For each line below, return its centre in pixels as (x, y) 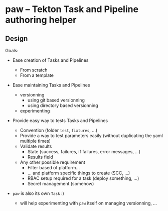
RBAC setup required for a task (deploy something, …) (83, 178)
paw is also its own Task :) (38, 193)
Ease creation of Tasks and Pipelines (50, 60)
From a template (37, 75)
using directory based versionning (63, 105)
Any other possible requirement (52, 162)
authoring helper (41, 20)
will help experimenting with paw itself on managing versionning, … (88, 203)
